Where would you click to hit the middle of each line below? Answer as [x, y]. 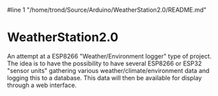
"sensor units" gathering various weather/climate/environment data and [108, 70]
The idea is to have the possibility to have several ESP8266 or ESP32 [105, 63]
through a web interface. [42, 85]
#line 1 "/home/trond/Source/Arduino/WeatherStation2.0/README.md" [107, 10]
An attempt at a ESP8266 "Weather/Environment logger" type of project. [109, 56]
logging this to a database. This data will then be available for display [105, 78]
